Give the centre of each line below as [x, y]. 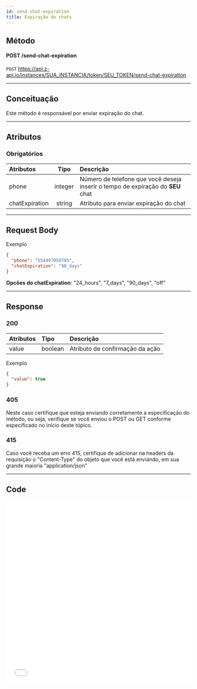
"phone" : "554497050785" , [43, 261]
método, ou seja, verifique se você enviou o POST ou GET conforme [89, 419]
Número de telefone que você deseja [130, 179]
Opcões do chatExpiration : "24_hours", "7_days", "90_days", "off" [86, 283]
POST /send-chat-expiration [42, 56]
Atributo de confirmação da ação [115, 348]
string [64, 203]
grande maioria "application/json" [47, 465]
